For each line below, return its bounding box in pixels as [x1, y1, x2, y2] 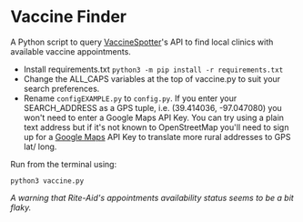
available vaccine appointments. [10, 45, 131, 56]
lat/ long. [23, 141, 57, 152]
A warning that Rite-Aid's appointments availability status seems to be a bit [10, 192, 294, 203]
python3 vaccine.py [10, 176, 85, 186]
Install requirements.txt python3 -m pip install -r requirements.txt [23, 64, 284, 75]
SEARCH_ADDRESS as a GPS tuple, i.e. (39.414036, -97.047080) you [23, 102, 283, 113]
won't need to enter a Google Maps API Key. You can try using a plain [23, 112, 285, 123]
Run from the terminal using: [10, 158, 117, 169]
